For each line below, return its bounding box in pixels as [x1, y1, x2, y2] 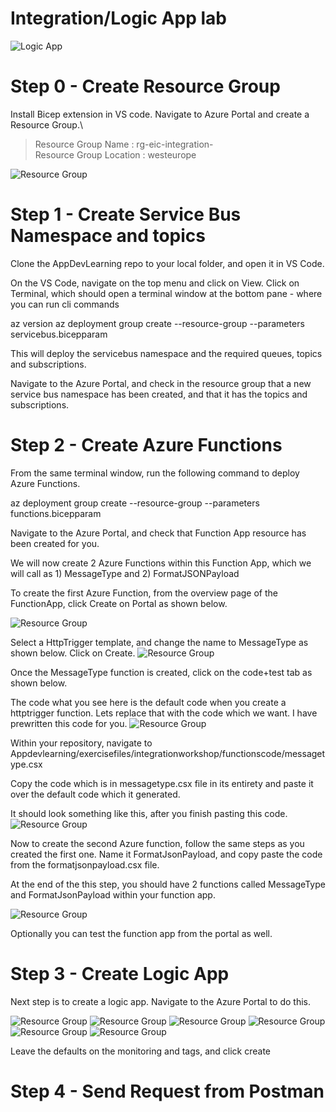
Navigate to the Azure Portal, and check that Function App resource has [10, 527, 307, 539]
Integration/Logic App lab [10, 7, 227, 30]
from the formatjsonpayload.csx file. [10, 858, 160, 871]
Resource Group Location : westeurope [34, 148, 197, 161]
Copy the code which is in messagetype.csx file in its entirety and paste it [10, 777, 314, 789]
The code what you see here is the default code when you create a [10, 696, 287, 708]
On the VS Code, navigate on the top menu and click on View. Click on [10, 277, 300, 289]
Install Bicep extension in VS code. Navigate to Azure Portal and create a [10, 108, 310, 120]
